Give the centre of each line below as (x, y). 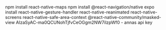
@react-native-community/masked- (124, 17)
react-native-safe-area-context (55, 17)
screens (13, 17)
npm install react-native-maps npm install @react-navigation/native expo (80, 7)
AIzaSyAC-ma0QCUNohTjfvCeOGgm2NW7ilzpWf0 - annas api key (84, 22)
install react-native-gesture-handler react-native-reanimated (67, 12)
